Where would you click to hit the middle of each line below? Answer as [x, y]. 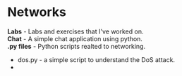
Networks [37, 12]
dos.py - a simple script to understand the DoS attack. [96, 59]
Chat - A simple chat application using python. [75, 38]
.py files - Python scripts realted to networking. [77, 46]
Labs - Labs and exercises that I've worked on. [75, 31]
